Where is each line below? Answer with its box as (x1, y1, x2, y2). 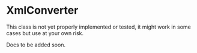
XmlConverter (6, 4, 79, 17)
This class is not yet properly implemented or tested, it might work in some (6, 23, 191, 30)
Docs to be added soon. (6, 41, 66, 48)
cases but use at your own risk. (6, 29, 84, 36)
